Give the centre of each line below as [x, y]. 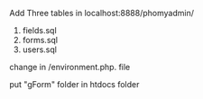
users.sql [39, 49]
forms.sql [40, 40]
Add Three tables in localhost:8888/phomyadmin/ [101, 13]
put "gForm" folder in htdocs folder [74, 84]
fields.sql [39, 30]
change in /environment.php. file [70, 67]
